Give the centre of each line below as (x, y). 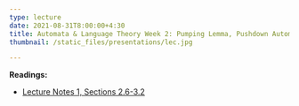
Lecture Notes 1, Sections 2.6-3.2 (83, 92)
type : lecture (36, 17)
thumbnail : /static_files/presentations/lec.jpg (101, 42)
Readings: (28, 75)
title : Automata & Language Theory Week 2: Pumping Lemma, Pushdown (139, 34)
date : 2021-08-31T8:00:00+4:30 (67, 26)
